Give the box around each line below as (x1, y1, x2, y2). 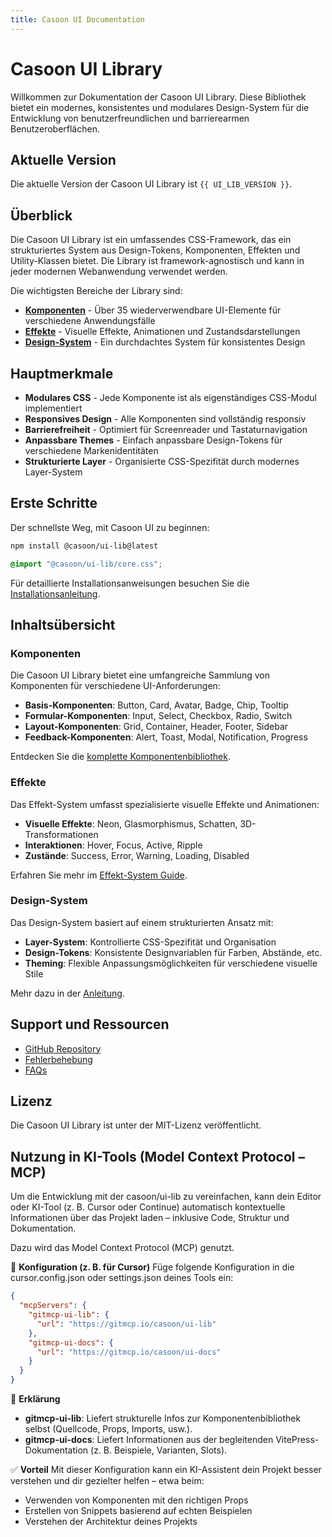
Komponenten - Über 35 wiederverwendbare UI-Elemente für (24, 304, 282, 316)
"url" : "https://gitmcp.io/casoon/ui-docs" (36, 1347, 222, 1357)
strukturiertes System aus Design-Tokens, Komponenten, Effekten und (10, 244, 301, 256)
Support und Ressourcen (10, 1016, 170, 1033)
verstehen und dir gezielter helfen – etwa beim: (10, 1475, 205, 1487)
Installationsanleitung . (10, 587, 101, 600)
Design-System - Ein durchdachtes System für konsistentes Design (24, 336, 306, 348)
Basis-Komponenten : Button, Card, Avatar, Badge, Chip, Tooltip (24, 699, 289, 711)
